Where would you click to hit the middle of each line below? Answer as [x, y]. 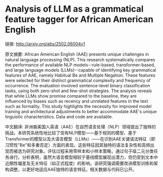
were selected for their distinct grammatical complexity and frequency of [78, 80]
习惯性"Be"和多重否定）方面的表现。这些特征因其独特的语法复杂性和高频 [78, 145]
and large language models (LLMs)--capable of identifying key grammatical [81, 70]
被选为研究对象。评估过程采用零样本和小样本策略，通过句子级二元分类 [83, 151]
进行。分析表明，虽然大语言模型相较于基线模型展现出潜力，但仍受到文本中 [83, 157]
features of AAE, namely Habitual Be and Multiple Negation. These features [80, 75]
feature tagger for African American [79, 19]
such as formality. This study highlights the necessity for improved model [78, 106]
